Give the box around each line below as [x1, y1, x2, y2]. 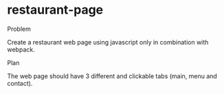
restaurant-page [7, 2, 104, 18]
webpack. [7, 45, 36, 54]
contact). [7, 79, 33, 87]
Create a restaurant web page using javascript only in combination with [7, 38, 209, 46]
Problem [7, 25, 31, 33]
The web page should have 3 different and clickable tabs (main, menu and [7, 71, 218, 80]
